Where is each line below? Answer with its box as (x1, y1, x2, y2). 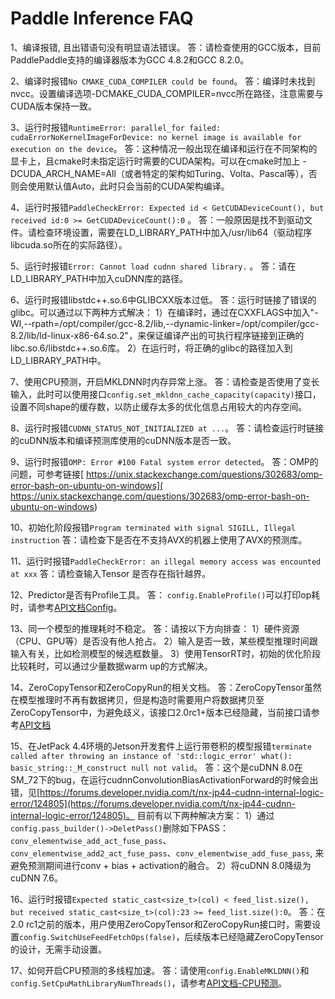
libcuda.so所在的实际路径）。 (10, 238, 128, 251)
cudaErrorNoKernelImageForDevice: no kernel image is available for (10, 132, 302, 142)
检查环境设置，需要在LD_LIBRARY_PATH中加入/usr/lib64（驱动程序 (36, 226, 313, 238)
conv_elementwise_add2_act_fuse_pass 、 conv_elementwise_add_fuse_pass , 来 (10, 847, 325, 859)
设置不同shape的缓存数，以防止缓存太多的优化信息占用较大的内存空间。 (10, 400, 308, 412)
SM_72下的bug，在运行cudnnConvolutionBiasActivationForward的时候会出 (10, 773, 319, 786)
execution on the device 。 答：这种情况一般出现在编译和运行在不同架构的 (10, 142, 318, 154)
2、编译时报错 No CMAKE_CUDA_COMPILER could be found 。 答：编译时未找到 (10, 75, 316, 87)
